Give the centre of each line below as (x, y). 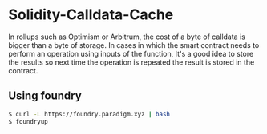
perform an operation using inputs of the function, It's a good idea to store (131, 53)
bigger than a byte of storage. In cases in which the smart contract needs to (134, 45)
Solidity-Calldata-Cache (91, 15)
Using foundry (45, 96)
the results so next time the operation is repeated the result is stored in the (131, 62)
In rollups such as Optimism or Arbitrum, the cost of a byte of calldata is (127, 37)
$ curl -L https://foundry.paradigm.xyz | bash (89, 114)
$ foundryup (28, 121)
